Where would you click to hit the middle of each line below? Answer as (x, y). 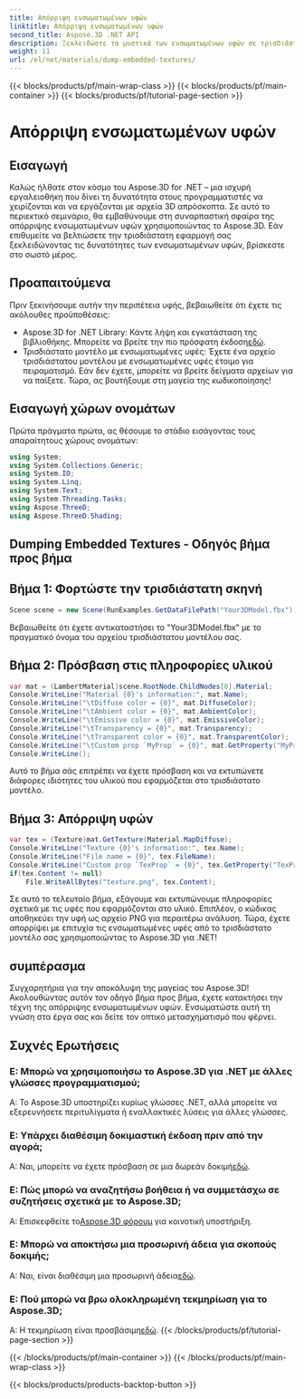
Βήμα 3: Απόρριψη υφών (81, 818)
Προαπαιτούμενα (60, 283)
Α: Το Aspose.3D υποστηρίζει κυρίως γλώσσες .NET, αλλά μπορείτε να (143, 1102)
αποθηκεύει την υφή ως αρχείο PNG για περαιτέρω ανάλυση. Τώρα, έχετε (150, 918)
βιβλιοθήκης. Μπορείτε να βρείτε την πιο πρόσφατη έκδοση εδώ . (144, 342)
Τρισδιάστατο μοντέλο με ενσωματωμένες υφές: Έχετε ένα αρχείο (149, 351)
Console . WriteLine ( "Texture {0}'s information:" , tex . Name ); (127, 849)
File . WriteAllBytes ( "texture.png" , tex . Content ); (121, 882)
